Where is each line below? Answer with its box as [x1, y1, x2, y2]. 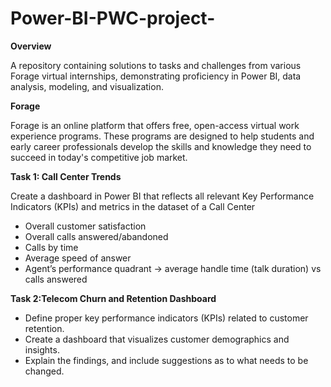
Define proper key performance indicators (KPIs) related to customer [24, 312, 309, 324]
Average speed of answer [24, 252, 132, 264]
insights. [24, 343, 60, 356]
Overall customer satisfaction [24, 220, 147, 232]
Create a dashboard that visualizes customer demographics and [24, 333, 290, 345]
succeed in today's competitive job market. [10, 151, 188, 163]
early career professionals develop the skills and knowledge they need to [10, 140, 312, 152]
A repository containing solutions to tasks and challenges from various [10, 59, 302, 71]
